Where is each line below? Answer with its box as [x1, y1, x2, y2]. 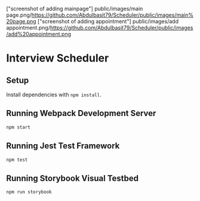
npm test [6, 157, 28, 163]
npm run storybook [6, 189, 52, 195]
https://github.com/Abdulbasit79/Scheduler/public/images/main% [31, 11, 194, 19]
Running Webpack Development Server [6, 108, 156, 118]
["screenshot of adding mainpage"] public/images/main [6, 5, 143, 12]
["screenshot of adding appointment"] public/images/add [38, 18, 179, 25]
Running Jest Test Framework [6, 141, 120, 151]
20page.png [6, 18, 37, 25]
